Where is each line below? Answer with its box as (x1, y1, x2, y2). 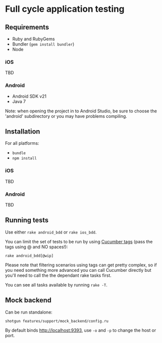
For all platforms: (5, 140, 39, 146)
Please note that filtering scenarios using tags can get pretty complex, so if (5, 262, 157, 268)
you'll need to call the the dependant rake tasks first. (5, 272, 112, 278)
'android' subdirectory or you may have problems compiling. (5, 113, 128, 119)
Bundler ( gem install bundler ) (12, 41, 75, 47)
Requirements (5, 23, 49, 31)
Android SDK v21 (12, 93, 47, 99)
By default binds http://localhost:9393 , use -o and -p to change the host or (5, 327, 156, 333)
